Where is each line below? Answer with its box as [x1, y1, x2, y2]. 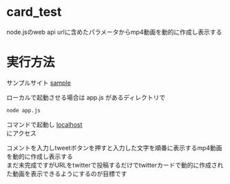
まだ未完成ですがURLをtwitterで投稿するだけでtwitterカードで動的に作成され [6, 161, 224, 169]
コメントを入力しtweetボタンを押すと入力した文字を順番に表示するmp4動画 [6, 143, 222, 152]
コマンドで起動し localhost [6, 120, 83, 128]
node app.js [6, 107, 41, 114]
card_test [6, 4, 62, 20]
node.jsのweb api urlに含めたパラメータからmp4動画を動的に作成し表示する [6, 28, 222, 36]
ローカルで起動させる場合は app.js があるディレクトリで [6, 93, 166, 101]
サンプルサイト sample [6, 79, 72, 87]
